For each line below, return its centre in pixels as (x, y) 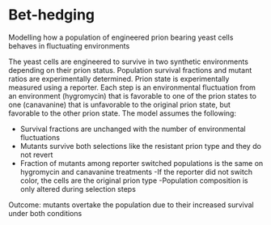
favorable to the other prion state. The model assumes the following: (123, 113)
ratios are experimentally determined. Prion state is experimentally (119, 79)
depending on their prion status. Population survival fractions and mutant (130, 70)
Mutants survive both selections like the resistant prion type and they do (140, 146)
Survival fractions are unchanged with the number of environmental (133, 129)
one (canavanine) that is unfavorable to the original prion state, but (119, 104)
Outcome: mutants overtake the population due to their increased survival (131, 205)
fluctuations (40, 137)
